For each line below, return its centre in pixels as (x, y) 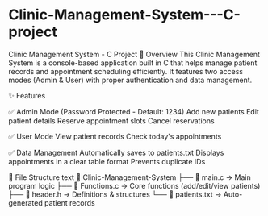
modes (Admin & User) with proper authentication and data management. (130, 80)
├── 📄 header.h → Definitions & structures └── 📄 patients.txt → (115, 194)
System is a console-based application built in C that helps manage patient (133, 63)
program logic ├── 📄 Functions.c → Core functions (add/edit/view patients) (134, 185)
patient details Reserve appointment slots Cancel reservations (112, 120)
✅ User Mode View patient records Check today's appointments (115, 136)
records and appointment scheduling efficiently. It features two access (126, 71)
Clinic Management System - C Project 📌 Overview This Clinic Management (134, 54)
